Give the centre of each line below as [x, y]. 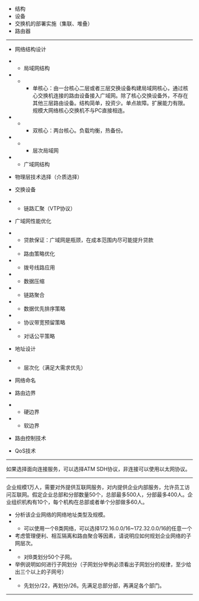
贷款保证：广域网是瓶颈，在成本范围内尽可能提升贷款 [89, 240]
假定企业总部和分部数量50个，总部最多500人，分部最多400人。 [110, 494]
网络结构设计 [30, 49]
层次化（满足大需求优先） [55, 368]
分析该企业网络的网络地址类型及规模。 [61, 515]
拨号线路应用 [39, 267]
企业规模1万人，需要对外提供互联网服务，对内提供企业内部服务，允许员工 [95, 487]
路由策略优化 [39, 254]
